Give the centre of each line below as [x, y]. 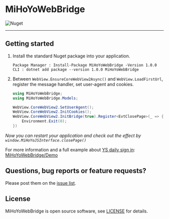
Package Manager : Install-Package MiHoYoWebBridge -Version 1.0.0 [84, 65]
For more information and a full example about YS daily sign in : [70, 150]
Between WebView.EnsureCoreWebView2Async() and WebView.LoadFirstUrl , [88, 79]
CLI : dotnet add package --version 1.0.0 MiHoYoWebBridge [76, 69]
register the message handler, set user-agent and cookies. [73, 84]
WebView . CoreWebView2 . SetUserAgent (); [53, 107]
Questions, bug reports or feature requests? [76, 171]
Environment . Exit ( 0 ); [44, 121]
